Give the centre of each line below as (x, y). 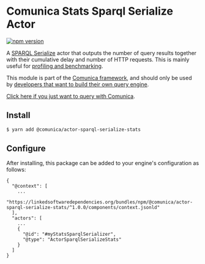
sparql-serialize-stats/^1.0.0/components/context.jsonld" (83, 208)
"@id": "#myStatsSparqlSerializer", (69, 234)
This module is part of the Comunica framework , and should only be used (99, 78)
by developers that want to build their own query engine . (78, 84)
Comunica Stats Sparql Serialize (90, 11)
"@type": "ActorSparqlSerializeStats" (72, 240)
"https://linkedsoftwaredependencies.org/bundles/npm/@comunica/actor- (99, 202)
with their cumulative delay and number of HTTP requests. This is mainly (98, 59)
